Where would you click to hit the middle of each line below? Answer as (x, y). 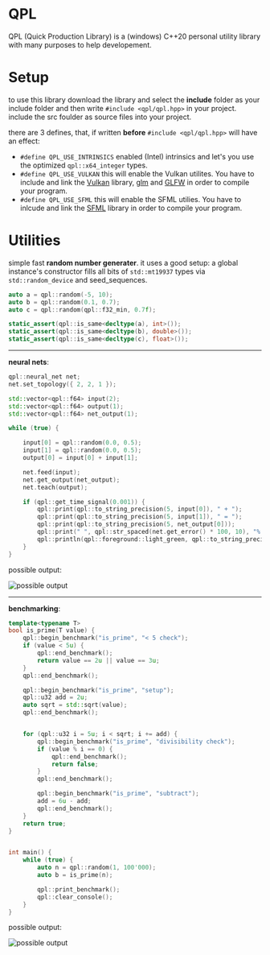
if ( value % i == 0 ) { (75, 749)
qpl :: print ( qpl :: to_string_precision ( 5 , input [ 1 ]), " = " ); (140, 517)
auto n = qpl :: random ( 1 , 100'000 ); (97, 868)
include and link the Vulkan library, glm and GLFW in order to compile (135, 182)
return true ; (45, 823)
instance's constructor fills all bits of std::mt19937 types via (107, 271)
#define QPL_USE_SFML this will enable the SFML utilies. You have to (131, 199)
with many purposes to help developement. (80, 44)
